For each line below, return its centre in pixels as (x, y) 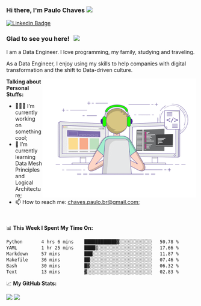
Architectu (28, 188)
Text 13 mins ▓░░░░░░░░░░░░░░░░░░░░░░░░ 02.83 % (93, 272)
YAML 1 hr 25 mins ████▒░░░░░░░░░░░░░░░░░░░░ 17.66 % (93, 248)
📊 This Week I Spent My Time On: (50, 227)
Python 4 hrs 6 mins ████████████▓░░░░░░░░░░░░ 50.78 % (93, 242)
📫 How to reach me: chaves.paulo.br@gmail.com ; (77, 202)
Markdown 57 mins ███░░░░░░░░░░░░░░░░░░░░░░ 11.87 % (93, 254)
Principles (27, 169)
